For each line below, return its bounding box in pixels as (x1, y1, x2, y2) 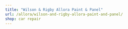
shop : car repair (5, 16, 41, 21)
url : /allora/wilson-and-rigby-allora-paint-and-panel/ (5, 12, 123, 17)
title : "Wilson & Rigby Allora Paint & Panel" (5, 7, 103, 12)
